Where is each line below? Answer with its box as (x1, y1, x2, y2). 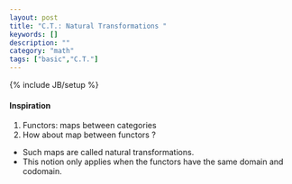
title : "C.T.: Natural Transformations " (9, 22, 168, 31)
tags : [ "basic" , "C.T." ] (9, 55, 99, 64)
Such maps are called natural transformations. (22, 147, 195, 158)
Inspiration (9, 100, 51, 110)
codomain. (22, 166, 62, 177)
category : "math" (9, 47, 75, 56)
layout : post (9, 13, 59, 22)
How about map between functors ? (22, 129, 156, 140)
